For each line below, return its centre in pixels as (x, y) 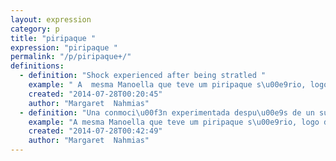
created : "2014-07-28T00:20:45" (95, 94)
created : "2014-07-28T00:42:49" (95, 131)
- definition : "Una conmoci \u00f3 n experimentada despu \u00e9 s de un (167, 112)
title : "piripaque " (53, 38)
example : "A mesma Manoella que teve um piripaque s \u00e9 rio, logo (174, 122)
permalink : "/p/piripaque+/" (71, 57)
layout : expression (51, 19)
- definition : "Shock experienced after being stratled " (143, 76)
